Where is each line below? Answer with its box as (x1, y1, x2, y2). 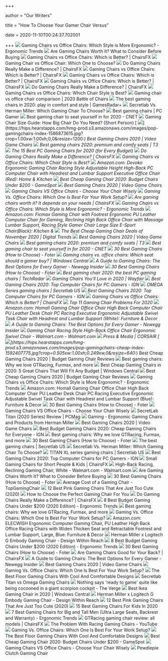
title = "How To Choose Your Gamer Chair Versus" (5, 22, 109, 28)
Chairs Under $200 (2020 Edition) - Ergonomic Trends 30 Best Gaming (5, 544, 159, 550)
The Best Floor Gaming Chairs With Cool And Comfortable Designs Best (5, 633, 160, 639)
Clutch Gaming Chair (5, 650, 49, 656)
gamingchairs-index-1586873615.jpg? (5, 130, 83, 136)
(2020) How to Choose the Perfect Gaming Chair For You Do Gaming (5, 491, 160, 497)
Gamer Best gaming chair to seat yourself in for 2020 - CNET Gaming (5, 114, 161, 119)
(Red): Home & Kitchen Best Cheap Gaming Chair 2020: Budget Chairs (5, 176, 158, 182)
